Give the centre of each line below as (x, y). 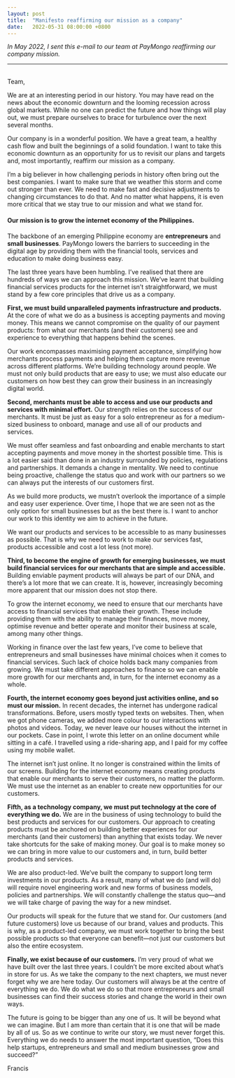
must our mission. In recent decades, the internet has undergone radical (113, 705)
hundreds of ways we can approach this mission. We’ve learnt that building (115, 279)
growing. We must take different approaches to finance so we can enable (113, 669)
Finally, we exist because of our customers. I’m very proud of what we (111, 959)
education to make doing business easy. (65, 258)
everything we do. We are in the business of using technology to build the (114, 814)
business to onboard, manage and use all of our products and (113, 424)
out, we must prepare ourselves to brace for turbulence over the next (107, 118)
